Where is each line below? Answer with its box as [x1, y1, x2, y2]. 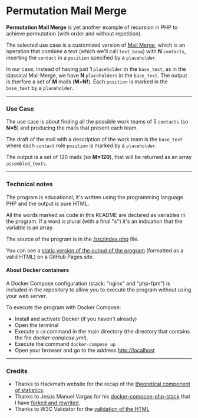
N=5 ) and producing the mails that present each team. [6, 124, 138, 131]
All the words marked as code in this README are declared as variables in [6, 211, 186, 218]
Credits [6, 367, 28, 375]
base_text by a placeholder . [6, 84, 74, 91]
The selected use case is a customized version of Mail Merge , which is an [6, 41, 186, 48]
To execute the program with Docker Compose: [6, 303, 121, 311]
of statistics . [14, 387, 45, 394]
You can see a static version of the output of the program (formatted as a [6, 247, 184, 254]
